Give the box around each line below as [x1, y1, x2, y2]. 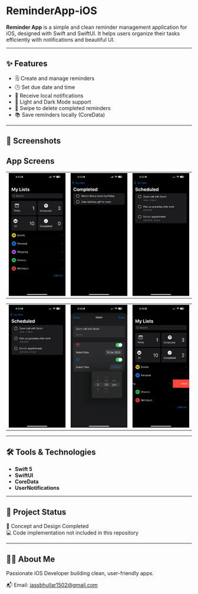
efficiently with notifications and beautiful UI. [6, 36, 115, 43]
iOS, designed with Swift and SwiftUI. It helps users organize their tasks [6, 29, 180, 36]
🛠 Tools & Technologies [6, 447, 96, 457]
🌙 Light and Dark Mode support [14, 98, 91, 105]
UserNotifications [14, 485, 60, 492]
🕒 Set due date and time [14, 84, 75, 91]
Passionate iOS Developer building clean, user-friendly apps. [6, 570, 154, 577]
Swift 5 [14, 466, 32, 473]
